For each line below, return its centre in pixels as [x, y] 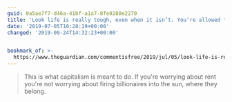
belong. [35, 91]
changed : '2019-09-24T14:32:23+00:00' [63, 33]
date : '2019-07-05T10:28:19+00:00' [58, 26]
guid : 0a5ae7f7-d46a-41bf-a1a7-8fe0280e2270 [72, 13]
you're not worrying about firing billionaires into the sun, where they [120, 84]
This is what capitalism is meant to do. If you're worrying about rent [120, 77]
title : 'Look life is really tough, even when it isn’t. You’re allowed [114, 20]
